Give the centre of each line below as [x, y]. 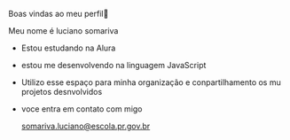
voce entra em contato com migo [82, 109]
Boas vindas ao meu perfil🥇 [59, 14]
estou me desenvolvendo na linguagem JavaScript [114, 65]
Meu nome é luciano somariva [63, 31]
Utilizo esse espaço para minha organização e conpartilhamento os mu [151, 82]
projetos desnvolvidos [62, 92]
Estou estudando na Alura [68, 48]
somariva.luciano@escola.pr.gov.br [86, 126]
